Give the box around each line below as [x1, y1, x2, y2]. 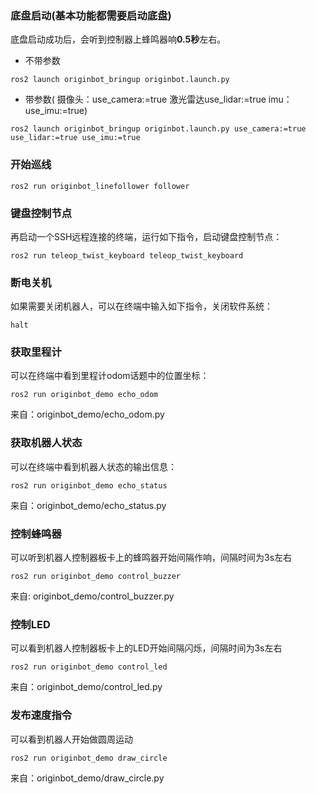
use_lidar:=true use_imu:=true [10, 133, 141, 143]
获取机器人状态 [10, 436, 83, 450]
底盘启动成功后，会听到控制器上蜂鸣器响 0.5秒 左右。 [10, 33, 227, 46]
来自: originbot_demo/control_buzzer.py [10, 590, 175, 602]
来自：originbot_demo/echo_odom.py [10, 408, 165, 421]
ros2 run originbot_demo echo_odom [10, 390, 159, 400]
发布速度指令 [10, 708, 73, 722]
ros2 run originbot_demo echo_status [10, 480, 168, 491]
